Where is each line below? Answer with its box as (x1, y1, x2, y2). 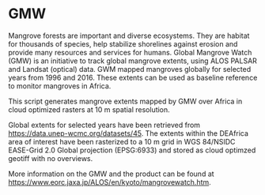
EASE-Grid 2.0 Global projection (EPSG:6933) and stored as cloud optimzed (8, 145, 256, 155)
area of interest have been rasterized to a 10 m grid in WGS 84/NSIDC (8, 137, 236, 146)
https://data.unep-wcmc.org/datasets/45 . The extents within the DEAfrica (8, 128, 249, 138)
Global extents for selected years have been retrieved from (8, 120, 200, 129)
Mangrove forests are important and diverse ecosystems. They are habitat (8, 31, 250, 40)
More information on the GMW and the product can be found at (8, 169, 215, 178)
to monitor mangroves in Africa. (8, 81, 112, 91)
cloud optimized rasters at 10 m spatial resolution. (8, 104, 170, 114)
